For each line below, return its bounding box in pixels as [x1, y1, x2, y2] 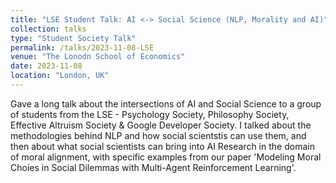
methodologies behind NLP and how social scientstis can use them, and [10, 129, 307, 141]
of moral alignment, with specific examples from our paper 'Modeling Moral [10, 151, 322, 163]
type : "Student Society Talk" [10, 33, 137, 43]
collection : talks [10, 24, 87, 34]
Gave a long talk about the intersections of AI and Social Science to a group [10, 97, 322, 110]
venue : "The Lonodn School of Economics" [10, 52, 186, 62]
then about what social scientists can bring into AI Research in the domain [10, 140, 315, 152]
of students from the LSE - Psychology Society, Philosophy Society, [10, 108, 290, 120]
